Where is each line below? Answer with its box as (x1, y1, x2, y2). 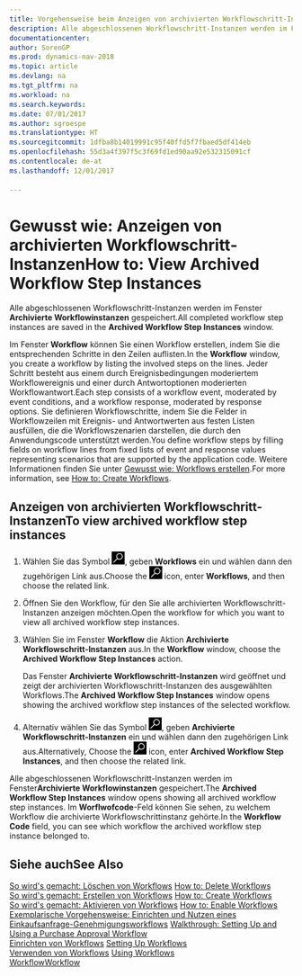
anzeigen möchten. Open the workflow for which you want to (60, 607, 285, 618)
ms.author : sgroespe (9, 119, 87, 128)
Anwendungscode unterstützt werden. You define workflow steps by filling (9, 434, 284, 445)
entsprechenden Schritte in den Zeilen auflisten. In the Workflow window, (9, 349, 280, 360)
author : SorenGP (9, 43, 70, 52)
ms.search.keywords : (9, 100, 87, 109)
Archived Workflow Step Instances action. (22, 653, 183, 665)
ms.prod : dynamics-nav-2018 (9, 52, 115, 62)
